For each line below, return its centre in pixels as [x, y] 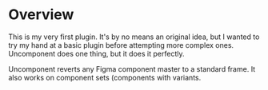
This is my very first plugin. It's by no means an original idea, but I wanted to [134, 37]
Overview [41, 15]
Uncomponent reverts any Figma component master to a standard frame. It [132, 68]
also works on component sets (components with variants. [105, 77]
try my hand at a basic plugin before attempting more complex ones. [121, 45]
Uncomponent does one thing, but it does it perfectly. [96, 53]
